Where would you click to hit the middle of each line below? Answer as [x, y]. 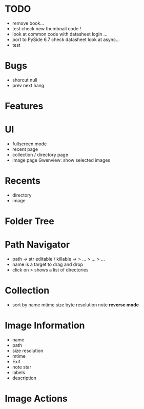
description [24, 378]
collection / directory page [40, 155]
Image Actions [36, 399]
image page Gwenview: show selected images [61, 160]
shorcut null [25, 80]
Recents [23, 181]
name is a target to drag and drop [47, 264]
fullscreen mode [29, 144]
